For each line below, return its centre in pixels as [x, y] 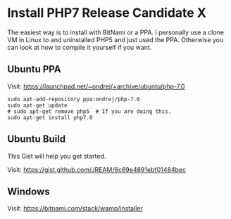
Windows [29, 191]
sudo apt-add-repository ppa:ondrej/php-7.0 [74, 99]
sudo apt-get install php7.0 [50, 117]
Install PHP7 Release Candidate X [107, 13]
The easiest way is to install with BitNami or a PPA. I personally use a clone [115, 32]
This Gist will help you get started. [57, 156]
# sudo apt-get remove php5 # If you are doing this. [89, 111]
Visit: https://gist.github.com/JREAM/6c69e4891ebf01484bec [97, 169]
